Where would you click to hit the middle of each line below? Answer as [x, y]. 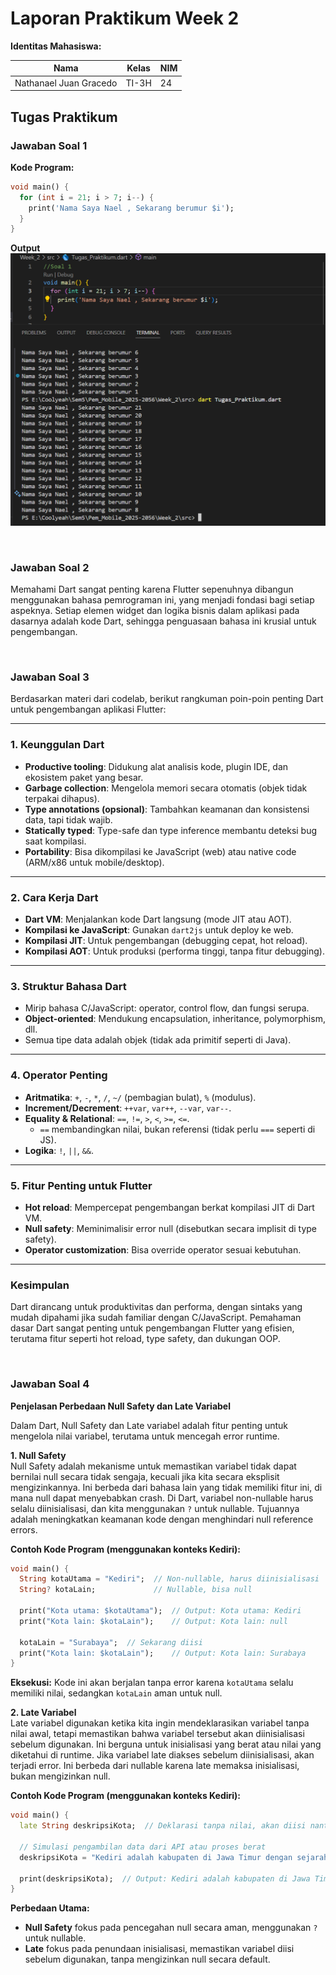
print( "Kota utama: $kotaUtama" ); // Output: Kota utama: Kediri [160, 1611]
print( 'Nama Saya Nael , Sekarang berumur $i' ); [131, 208]
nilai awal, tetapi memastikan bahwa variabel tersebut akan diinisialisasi [157, 1734]
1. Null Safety [38, 1455]
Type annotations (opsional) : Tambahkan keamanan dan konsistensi [167, 809]
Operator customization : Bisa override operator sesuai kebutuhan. [163, 1249]
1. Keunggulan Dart [57, 745]
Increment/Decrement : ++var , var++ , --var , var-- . [128, 1108]
